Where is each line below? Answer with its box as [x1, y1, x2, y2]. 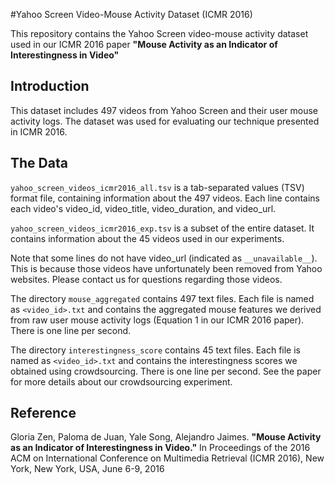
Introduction [10, 78, 90, 95]
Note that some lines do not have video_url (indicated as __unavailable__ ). [10, 252, 318, 264]
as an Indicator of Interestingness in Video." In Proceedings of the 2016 [10, 442, 311, 454]
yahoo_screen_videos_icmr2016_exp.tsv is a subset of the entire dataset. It [10, 222, 315, 234]
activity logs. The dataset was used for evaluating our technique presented [10, 115, 320, 127]
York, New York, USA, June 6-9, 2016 [10, 463, 165, 475]
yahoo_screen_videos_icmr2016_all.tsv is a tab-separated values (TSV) [10, 181, 305, 193]
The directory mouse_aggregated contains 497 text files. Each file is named [10, 292, 315, 304]
